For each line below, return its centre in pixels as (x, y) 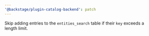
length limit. (16, 28)
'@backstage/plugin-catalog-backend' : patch (50, 9)
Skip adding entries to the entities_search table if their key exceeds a (74, 23)
